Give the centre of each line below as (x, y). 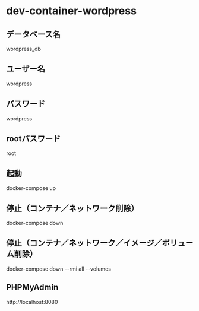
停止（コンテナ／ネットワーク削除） (72, 208)
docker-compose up (31, 188)
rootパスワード (34, 139)
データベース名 (33, 34)
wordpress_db (24, 49)
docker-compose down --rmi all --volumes (59, 269)
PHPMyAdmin (32, 288)
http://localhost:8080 (32, 302)
